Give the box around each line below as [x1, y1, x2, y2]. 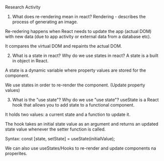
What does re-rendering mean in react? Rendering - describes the [12, 14, 146, 19]
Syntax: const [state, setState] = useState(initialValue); [5, 136, 115, 141]
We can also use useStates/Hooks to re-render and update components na [5, 145, 157, 151]
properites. [5, 151, 27, 156]
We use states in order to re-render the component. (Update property [5, 82, 145, 88]
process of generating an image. [12, 19, 78, 25]
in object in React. [12, 58, 49, 63]
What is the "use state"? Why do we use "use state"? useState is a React [12, 97, 159, 103]
